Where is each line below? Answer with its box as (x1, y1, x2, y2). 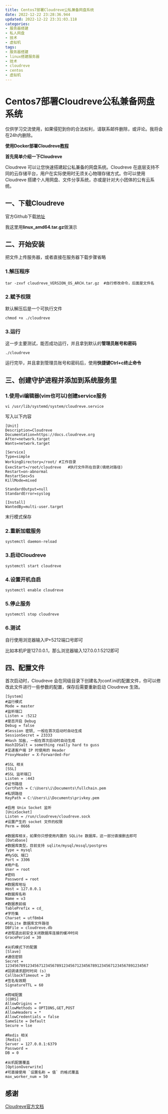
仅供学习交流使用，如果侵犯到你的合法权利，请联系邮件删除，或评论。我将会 (5, 126, 163, 132)
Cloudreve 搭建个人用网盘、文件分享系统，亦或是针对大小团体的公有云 (5, 177, 150, 183)
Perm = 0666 (5, 824, 30, 829)
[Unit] (5, 423, 19, 429)
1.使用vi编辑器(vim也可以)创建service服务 (5, 392, 107, 399)
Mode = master (5, 704, 35, 709)
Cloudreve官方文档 (5, 1103, 44, 1109)
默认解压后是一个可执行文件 (5, 305, 62, 311)
